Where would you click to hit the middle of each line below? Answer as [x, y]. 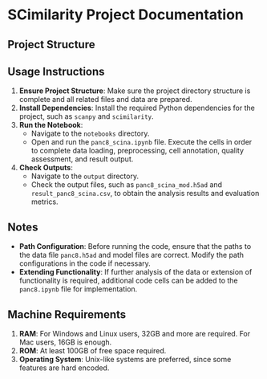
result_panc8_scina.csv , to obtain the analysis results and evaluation [145, 194]
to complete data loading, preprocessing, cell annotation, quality [138, 151]
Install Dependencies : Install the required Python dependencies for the [137, 108]
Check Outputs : [46, 168]
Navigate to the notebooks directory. [90, 133]
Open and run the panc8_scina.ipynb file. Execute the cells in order [142, 142]
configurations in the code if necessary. [85, 263]
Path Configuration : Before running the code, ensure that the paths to [135, 247]
